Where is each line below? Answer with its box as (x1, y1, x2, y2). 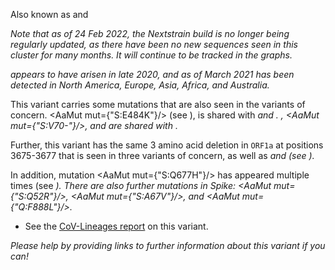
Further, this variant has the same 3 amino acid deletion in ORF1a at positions (10, 139, 324, 151)
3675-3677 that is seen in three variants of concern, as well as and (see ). (10, 150, 315, 161)
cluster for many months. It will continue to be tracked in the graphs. (10, 49, 293, 61)
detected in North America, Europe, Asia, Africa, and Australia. (10, 79, 270, 91)
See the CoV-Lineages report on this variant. (24, 220, 209, 232)
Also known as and (10, 9, 89, 20)
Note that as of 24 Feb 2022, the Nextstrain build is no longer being (10, 28, 290, 39)
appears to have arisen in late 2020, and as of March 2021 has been (10, 69, 295, 80)
